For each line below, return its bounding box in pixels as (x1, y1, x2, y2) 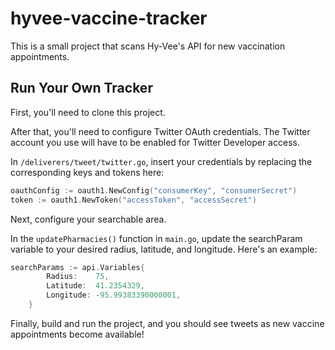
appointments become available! (10, 328, 145, 340)
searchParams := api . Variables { (10, 262, 145, 272)
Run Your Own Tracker (10, 80, 153, 97)
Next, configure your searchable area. (10, 213, 167, 225)
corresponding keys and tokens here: (10, 166, 165, 178)
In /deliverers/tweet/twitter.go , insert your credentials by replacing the (10, 155, 313, 167)
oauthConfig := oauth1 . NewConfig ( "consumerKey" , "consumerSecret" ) (10, 185, 298, 196)
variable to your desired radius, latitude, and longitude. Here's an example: (10, 243, 318, 255)
